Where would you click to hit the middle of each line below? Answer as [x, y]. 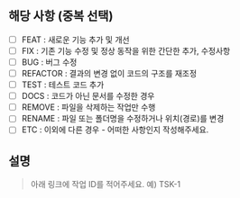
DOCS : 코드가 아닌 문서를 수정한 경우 [88, 96]
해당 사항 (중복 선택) [61, 16]
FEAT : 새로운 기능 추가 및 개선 [75, 40]
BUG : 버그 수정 [49, 62]
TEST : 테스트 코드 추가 [63, 85]
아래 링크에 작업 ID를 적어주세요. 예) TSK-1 [106, 184]
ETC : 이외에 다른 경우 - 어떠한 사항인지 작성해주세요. [115, 130]
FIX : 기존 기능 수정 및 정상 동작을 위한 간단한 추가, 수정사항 [126, 50]
